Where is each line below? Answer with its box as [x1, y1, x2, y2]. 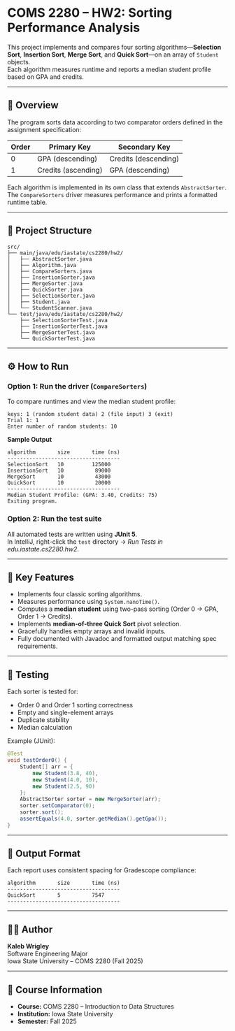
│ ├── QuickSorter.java [7, 286, 83, 293]
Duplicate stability [17, 716, 70, 724]
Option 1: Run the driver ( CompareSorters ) [7, 381, 148, 391]
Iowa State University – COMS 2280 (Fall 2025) [7, 957, 143, 965]
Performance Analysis [7, 20, 141, 36]
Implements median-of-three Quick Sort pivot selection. [17, 620, 182, 628]
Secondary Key [117, 142, 171, 152]
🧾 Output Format [7, 848, 81, 860]
